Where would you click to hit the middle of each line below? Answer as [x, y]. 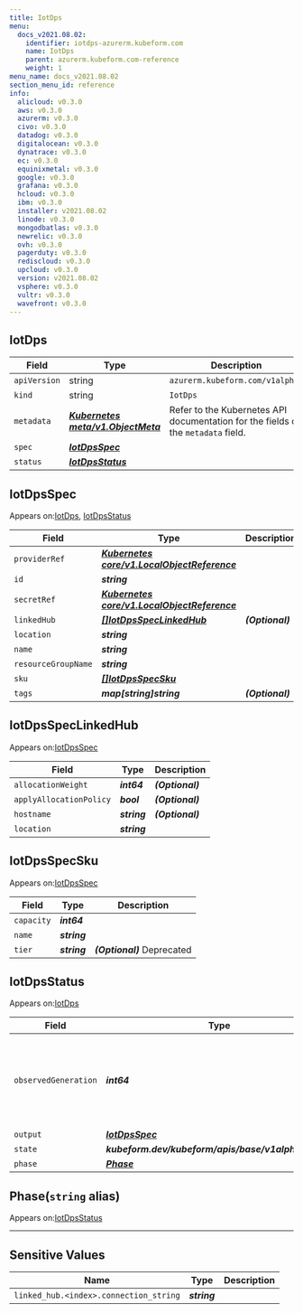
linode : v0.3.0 [46, 219]
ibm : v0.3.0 [40, 203]
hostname [32, 814]
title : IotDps [36, 18]
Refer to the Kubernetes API [228, 410]
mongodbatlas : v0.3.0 [58, 228]
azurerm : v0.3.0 [48, 118]
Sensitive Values [57, 1255]
